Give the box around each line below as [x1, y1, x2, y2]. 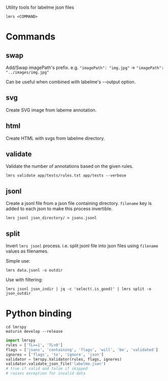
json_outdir [6, 291, 31, 296]
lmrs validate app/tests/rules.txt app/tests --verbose [6, 173, 126, 178]
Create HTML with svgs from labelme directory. [6, 135, 105, 141]
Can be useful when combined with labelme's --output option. [6, 79, 136, 85]
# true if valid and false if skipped [6, 366, 88, 371]
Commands [6, 31, 56, 43]
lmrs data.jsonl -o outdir [6, 268, 63, 273]
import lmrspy [6, 338, 36, 343]
